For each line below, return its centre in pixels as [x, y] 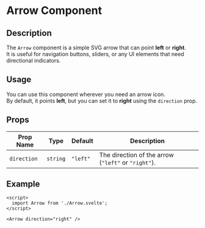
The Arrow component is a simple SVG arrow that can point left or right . [96, 47]
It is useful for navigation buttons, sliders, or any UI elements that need [95, 54]
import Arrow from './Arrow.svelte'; [60, 203]
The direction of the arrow [136, 154]
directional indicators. [34, 60]
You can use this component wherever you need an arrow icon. [86, 94]
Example [23, 184]
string [56, 158]
